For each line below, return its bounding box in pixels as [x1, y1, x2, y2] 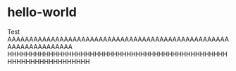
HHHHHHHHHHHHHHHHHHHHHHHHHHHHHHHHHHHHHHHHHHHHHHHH [7, 50, 228, 58]
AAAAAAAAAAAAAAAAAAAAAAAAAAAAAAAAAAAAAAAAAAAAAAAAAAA [7, 34, 229, 43]
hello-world [7, 4, 77, 20]
